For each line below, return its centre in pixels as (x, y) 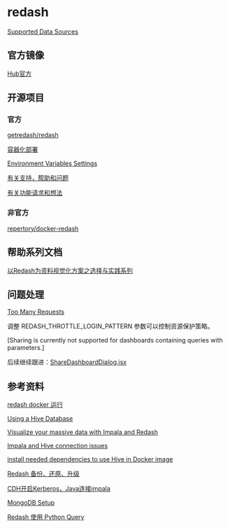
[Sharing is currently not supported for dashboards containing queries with (115, 340)
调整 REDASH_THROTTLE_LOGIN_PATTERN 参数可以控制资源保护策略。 (110, 326)
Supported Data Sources (43, 32)
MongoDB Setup (31, 503)
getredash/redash (33, 135)
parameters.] (26, 348)
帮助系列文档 (35, 252)
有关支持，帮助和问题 (38, 178)
